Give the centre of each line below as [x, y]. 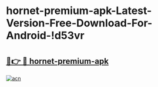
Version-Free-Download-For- [79, 23]
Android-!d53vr [46, 36]
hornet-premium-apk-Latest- [79, 11]
